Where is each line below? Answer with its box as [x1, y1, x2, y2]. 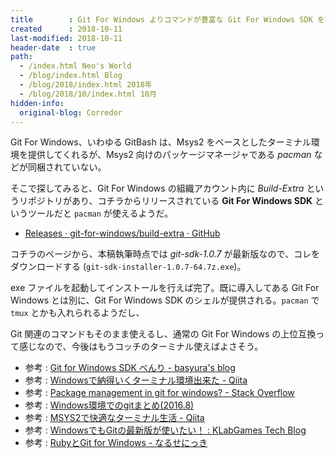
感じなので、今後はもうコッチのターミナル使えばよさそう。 [18, 341, 264, 353]
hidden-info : [10, 98, 65, 108]
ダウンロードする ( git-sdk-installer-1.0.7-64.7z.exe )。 [10, 261, 247, 273]
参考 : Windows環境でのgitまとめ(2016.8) [24, 399, 195, 411]
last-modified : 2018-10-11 [10, 33, 123, 43]
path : [10, 52, 33, 62]
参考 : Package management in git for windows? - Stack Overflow [24, 387, 295, 399]
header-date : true [10, 42, 97, 53]
